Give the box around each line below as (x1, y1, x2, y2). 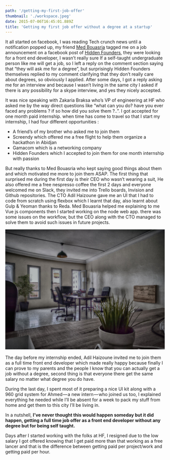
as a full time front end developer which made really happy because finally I (5, 360, 163, 366)
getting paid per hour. (5, 449, 51, 455)
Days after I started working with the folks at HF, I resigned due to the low (5, 433, 159, 439)
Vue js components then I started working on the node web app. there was (5, 209, 161, 215)
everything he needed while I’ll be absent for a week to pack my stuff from (5, 397, 160, 403)
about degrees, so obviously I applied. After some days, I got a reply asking (5, 77, 162, 83)
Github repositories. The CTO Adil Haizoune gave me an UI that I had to (5, 192, 154, 199)
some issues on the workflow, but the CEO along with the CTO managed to (5, 214, 161, 220)
